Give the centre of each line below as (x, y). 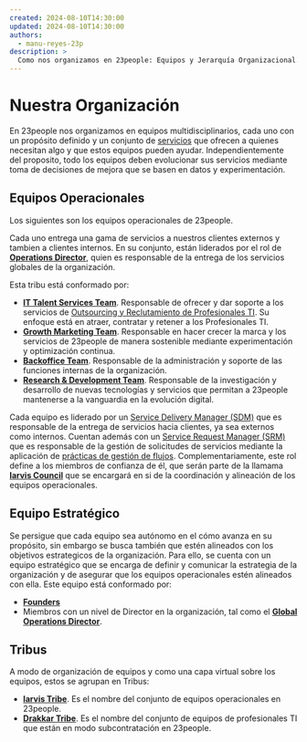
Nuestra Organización (95, 105)
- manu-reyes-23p (51, 43)
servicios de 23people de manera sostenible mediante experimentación (158, 341)
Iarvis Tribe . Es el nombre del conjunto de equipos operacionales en (152, 699)
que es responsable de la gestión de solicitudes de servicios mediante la (146, 446)
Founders (42, 601)
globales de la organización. (63, 266)
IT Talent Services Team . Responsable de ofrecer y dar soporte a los (153, 302)
